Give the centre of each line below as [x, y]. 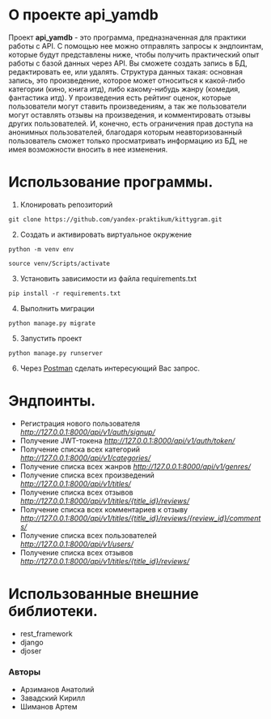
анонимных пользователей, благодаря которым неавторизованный [125, 132]
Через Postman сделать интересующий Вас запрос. [110, 368]
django [32, 642]
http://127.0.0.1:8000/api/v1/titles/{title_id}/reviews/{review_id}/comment [140, 518]
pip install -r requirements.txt [65, 293]
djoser [31, 651]
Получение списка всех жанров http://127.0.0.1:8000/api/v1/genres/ [135, 466]
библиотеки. [53, 611]
